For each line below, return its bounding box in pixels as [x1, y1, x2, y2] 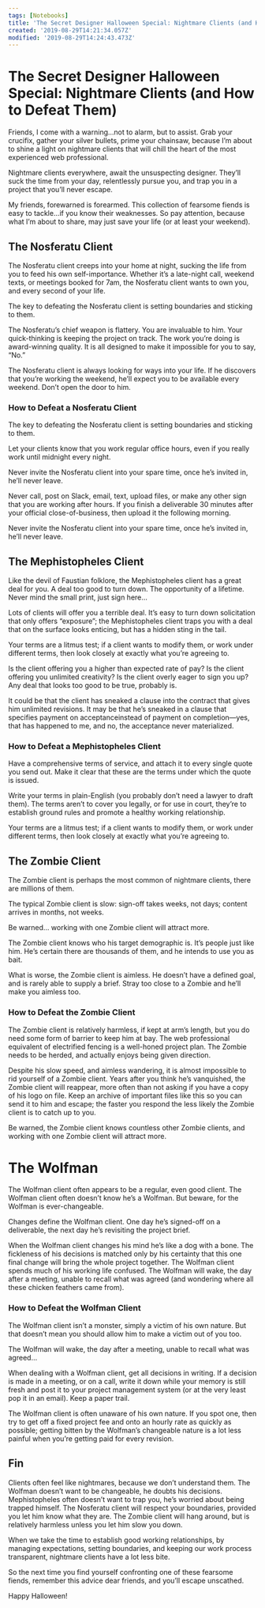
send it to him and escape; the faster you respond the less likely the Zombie [8, 1099, 255, 1108]
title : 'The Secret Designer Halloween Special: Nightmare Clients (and [8, 19, 252, 27]
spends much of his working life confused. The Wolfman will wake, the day [8, 1266, 252, 1276]
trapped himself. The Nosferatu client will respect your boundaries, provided [8, 1503, 256, 1512]
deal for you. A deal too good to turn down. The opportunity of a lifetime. [8, 585, 244, 594]
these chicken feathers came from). [8, 1283, 125, 1292]
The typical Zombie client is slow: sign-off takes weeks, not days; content [8, 899, 248, 909]
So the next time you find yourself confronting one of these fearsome [8, 1567, 233, 1576]
